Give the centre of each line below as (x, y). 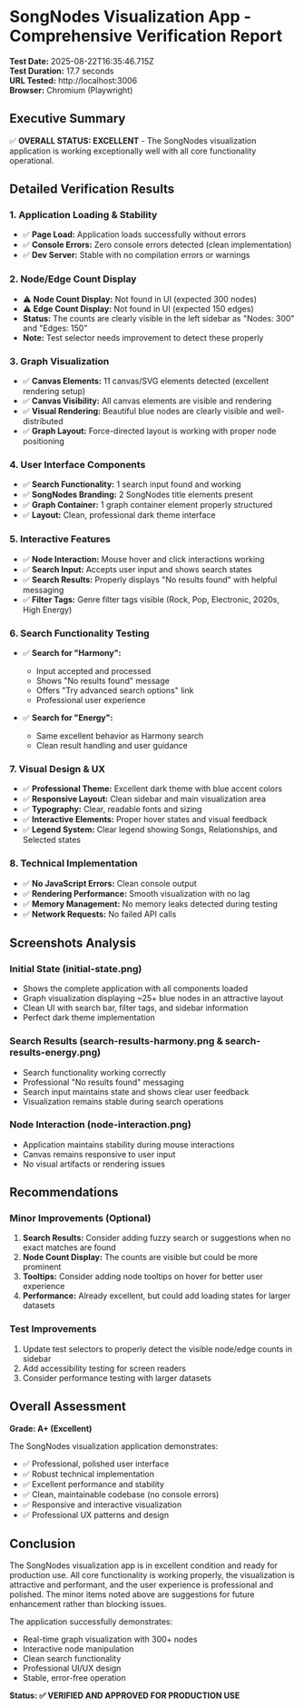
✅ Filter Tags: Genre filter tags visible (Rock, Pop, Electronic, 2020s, (151, 599)
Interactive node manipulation (78, 1649)
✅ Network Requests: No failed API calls (99, 914)
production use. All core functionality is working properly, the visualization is (152, 1575)
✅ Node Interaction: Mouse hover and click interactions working (143, 559)
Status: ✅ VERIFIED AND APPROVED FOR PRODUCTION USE (125, 1695)
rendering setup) (54, 392)
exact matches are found (69, 1247)
